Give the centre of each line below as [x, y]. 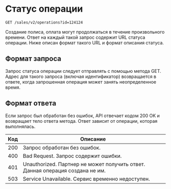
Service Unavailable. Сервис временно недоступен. [86, 179]
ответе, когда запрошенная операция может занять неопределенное [81, 82]
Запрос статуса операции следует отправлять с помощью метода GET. [83, 71]
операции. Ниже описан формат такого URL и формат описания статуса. [85, 43]
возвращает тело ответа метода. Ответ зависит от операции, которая [81, 121]
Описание [93, 139]
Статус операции [44, 9]
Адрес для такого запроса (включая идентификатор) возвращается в [81, 76]
